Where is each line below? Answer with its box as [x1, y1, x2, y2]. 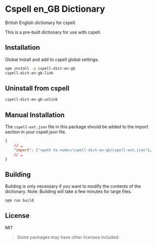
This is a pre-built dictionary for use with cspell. [5, 29, 101, 35]
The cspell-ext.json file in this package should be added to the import [5, 124, 148, 130]
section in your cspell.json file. [5, 129, 67, 135]
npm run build [5, 198, 34, 203]
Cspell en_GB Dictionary [5, 3, 105, 15]
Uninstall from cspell [5, 84, 69, 92]
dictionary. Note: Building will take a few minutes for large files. [5, 189, 132, 194]
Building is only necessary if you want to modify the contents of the [5, 183, 141, 190]
